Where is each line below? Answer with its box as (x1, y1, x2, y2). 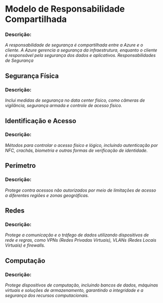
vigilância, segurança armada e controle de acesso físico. (5, 103, 123, 108)
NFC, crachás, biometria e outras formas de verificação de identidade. (5, 147, 148, 153)
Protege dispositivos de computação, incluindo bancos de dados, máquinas (5, 282, 158, 288)
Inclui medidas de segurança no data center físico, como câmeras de (5, 97, 145, 103)
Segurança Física (5, 71, 59, 80)
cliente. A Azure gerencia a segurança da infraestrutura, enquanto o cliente (5, 47, 157, 53)
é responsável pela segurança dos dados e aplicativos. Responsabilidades (5, 53, 156, 58)
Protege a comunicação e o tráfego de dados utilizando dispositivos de (5, 232, 149, 238)
